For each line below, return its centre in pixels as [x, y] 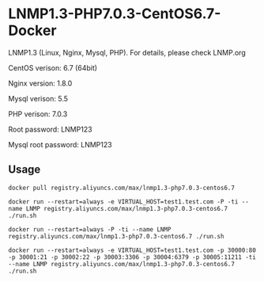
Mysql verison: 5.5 [38, 98]
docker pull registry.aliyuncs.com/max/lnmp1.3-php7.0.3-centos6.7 [122, 188]
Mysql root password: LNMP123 [60, 144]
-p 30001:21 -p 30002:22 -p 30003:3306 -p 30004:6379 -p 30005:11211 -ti [132, 257]
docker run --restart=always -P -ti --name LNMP [90, 229]
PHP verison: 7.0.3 [38, 114]
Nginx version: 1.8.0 [40, 83]
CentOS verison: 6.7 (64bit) [53, 67]
